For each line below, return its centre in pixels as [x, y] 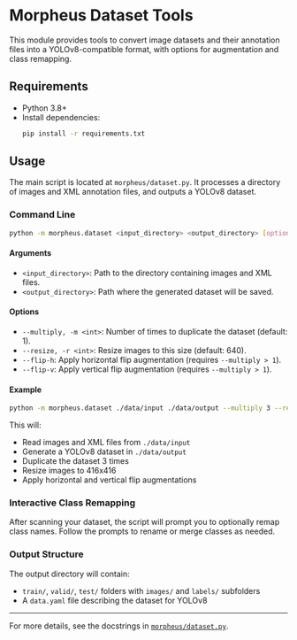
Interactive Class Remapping [72, 503]
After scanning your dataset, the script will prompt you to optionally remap [145, 522]
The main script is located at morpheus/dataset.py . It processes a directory [145, 182]
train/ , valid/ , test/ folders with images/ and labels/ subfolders [141, 590]
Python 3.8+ [45, 108]
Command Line [42, 215]
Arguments [30, 253]
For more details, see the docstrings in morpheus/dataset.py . [119, 626]
